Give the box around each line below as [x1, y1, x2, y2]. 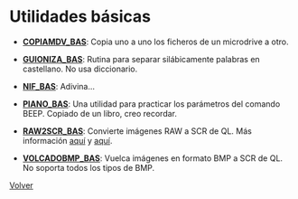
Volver [9, 179, 33, 191]
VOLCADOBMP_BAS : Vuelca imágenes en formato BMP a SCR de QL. [22, 152, 283, 164]
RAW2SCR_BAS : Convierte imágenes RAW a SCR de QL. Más [22, 125, 253, 137]
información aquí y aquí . [22, 135, 113, 146]
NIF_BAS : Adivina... [22, 81, 96, 91]
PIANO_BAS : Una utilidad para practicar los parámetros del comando [22, 98, 281, 109]
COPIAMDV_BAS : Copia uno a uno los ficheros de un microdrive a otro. [22, 36, 289, 47]
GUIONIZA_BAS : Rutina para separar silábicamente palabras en [22, 53, 260, 64]
